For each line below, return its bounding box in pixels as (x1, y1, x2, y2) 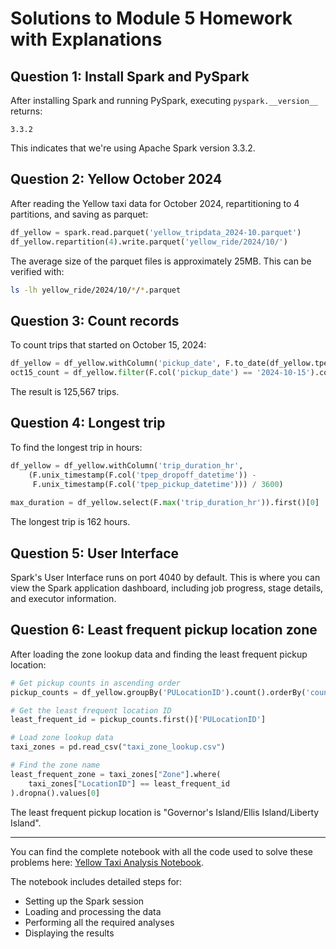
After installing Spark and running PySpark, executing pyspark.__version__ (10, 95, 319, 106)
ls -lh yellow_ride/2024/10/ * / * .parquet (10, 285, 182, 295)
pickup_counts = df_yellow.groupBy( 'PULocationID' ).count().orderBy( (10, 687, 307, 697)
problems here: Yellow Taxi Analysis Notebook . (10, 856, 204, 868)
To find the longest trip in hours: (10, 441, 143, 453)
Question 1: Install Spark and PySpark (10, 68, 250, 85)
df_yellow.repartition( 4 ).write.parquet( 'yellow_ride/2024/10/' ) (10, 237, 288, 247)
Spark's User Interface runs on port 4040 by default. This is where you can (10, 572, 321, 583)
